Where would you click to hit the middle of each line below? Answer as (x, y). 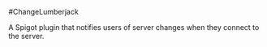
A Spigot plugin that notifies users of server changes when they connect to (134, 27)
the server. (26, 36)
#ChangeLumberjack (43, 12)
